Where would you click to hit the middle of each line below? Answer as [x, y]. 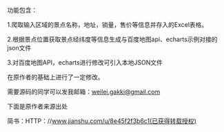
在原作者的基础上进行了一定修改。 [55, 77]
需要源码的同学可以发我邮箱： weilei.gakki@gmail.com [84, 92]
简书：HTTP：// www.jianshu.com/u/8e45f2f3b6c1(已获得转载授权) [102, 121]
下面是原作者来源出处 [37, 106]
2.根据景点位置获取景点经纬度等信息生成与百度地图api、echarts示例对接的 [113, 39]
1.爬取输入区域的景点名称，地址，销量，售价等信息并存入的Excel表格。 [108, 25]
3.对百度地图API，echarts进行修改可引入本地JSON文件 [85, 63]
